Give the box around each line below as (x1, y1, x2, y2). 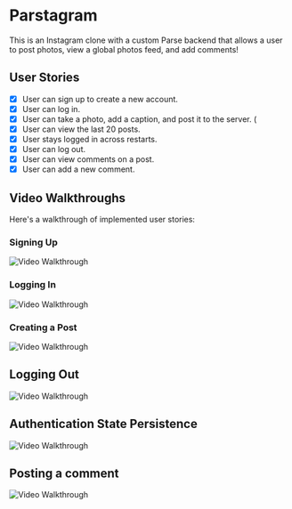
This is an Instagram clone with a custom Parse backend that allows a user (9, 35, 283, 45)
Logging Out (9, 367, 80, 383)
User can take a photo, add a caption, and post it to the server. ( (21, 113, 257, 125)
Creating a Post (9, 321, 77, 334)
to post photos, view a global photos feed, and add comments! (9, 44, 239, 54)
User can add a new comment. (21, 164, 135, 174)
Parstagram (9, 5, 98, 26)
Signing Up (9, 236, 58, 248)
